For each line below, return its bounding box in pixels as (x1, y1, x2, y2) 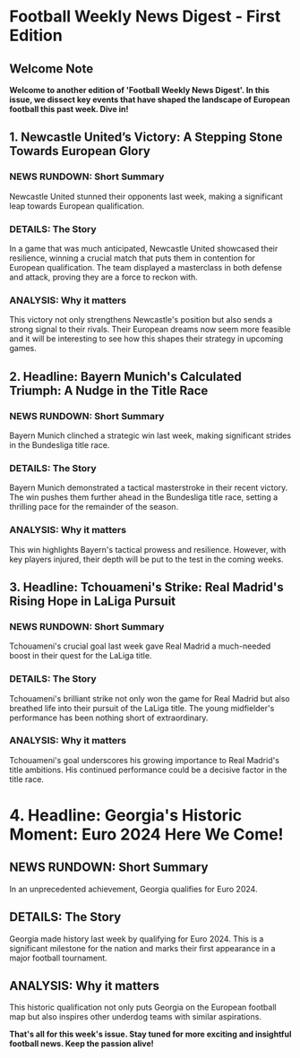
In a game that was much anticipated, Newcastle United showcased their (9, 243, 279, 254)
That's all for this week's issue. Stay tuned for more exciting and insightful (9, 1028, 292, 1040)
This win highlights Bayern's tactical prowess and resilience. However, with (9, 544, 287, 555)
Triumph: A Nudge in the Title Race (9, 383, 209, 398)
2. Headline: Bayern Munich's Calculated (9, 369, 242, 384)
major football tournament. (9, 952, 107, 963)
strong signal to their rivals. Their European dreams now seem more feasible (9, 324, 291, 335)
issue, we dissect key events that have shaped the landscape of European (9, 94, 291, 105)
